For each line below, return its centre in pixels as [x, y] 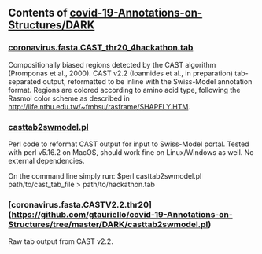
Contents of [38, 13]
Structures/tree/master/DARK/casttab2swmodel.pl [108, 224]
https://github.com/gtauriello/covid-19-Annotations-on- [122, 214]
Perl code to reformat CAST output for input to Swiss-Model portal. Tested [129, 144]
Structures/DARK [52, 26]
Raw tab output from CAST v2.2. [61, 241]
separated [25, 81]
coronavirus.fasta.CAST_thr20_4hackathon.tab [101, 48]
